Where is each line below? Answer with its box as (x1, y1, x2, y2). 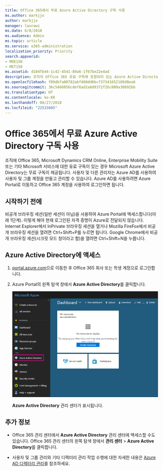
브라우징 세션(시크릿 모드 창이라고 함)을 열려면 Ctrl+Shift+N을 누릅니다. (10, 236, 146, 241)
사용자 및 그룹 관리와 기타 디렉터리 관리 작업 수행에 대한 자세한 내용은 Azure (12, 454, 156, 460)
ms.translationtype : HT (5, 90, 53, 95)
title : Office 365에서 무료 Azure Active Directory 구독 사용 (5, 8, 125, 13)
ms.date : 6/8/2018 (5, 28, 42, 34)
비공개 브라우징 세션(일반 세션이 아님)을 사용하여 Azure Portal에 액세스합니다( (5, 211, 152, 217)
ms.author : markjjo (5, 13, 45, 18)
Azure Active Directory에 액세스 (5, 251, 101, 260)
